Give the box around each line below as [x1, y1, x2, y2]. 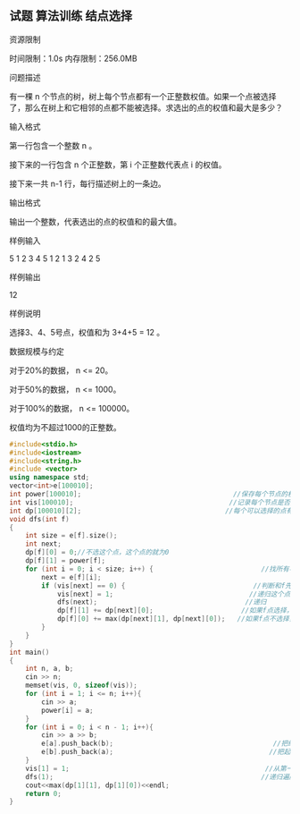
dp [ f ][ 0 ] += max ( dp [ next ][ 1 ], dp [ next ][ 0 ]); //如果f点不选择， [56, 615, 296, 623]
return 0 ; [25, 789, 62, 798]
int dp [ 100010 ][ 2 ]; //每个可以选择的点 [9, 506, 287, 515]
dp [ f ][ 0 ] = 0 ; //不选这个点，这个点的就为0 [25, 548, 170, 557]
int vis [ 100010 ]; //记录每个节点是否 [9, 497, 291, 507]
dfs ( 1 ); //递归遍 [25, 772, 290, 781]
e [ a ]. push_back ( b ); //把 [41, 739, 288, 749]
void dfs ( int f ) [9, 514, 70, 523]
